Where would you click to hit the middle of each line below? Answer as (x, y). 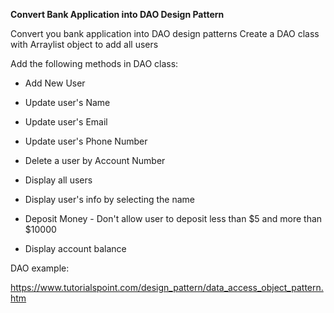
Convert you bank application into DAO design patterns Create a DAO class (165, 33)
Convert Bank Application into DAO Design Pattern (117, 14)
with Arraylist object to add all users (84, 44)
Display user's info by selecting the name (109, 199)
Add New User (55, 83)
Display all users (58, 180)
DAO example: (40, 268)
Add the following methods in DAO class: (94, 63)
